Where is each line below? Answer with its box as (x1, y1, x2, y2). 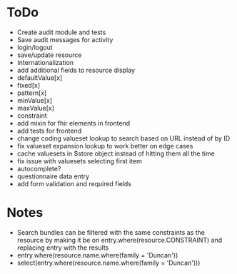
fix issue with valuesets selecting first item (16, 156, 142, 165)
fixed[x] (16, 81, 41, 89)
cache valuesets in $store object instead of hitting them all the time (16, 149, 215, 158)
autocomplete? (16, 164, 61, 173)
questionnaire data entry (16, 172, 90, 181)
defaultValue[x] (16, 73, 63, 82)
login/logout (16, 43, 53, 51)
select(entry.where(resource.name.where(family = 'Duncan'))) (16, 258, 201, 267)
